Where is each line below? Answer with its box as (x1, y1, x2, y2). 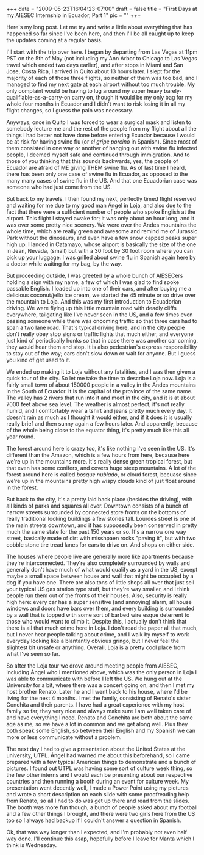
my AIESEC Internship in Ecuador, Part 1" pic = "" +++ (6, 12, 141, 19)
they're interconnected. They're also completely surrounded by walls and (6, 559, 191, 567)
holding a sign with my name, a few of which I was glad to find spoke (6, 278, 180, 286)
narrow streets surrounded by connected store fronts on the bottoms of (6, 509, 186, 515)
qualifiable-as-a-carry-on (6, 94, 71, 101)
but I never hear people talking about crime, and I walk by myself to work (6, 631, 189, 638)
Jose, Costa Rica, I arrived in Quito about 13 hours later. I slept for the (6, 68, 181, 75)
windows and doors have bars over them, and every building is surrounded (6, 605, 195, 612)
